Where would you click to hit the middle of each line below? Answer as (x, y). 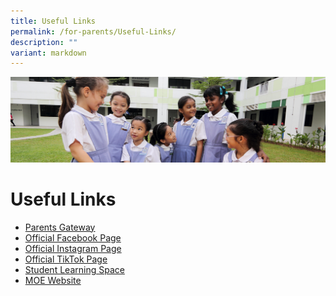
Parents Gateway (60, 227)
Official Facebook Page (73, 237)
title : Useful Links (53, 21)
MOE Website (53, 280)
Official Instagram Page (73, 248)
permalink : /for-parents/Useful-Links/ (93, 31)
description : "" (44, 42)
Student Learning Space (74, 269)
